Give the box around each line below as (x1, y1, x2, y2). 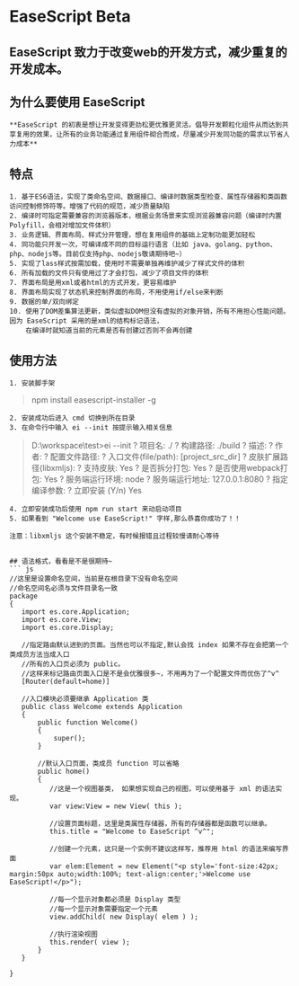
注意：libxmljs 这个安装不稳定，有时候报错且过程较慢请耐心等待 (9, 532, 220, 541)
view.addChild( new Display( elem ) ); (48, 912, 199, 922)
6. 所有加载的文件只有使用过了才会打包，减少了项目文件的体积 (9, 269, 209, 278)
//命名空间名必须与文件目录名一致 (9, 584, 119, 593)
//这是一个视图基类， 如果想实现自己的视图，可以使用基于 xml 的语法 (48, 785, 276, 794)
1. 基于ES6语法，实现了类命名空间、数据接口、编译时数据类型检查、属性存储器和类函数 (9, 192, 287, 201)
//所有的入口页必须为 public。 (21, 660, 125, 669)
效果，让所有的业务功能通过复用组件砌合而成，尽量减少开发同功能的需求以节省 (35, 130, 284, 139)
